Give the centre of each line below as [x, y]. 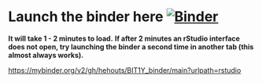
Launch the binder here [86, 17]
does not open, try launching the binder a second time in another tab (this [131, 46]
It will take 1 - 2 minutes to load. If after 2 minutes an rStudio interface [124, 38]
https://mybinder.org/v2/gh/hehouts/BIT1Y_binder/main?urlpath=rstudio [125, 70]
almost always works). [46, 55]
